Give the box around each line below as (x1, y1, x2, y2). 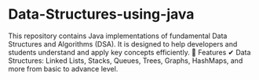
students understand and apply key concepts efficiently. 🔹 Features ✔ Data (8, 47, 251, 57)
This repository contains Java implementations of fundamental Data (8, 31, 228, 40)
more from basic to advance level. (8, 64, 119, 73)
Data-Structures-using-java (8, 5, 195, 23)
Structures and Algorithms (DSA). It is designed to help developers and (8, 39, 238, 48)
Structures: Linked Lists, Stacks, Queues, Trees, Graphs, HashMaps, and (8, 56, 243, 65)
